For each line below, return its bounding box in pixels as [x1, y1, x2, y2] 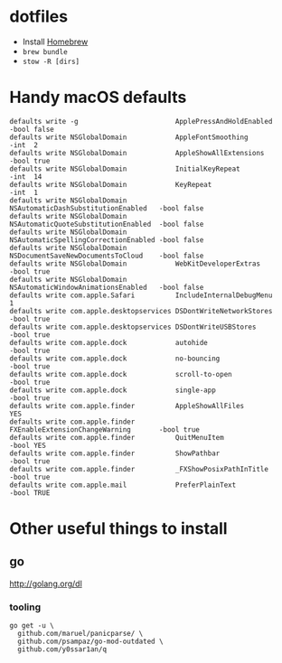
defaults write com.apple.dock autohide [9, 338, 208, 347]
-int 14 [9, 172, 42, 182]
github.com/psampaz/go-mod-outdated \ [17, 637, 164, 647]
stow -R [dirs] [22, 57, 80, 66]
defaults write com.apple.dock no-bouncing [9, 354, 221, 363]
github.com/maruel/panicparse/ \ [17, 630, 144, 639]
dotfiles [9, 6, 69, 27]
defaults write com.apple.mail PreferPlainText [9, 481, 237, 490]
